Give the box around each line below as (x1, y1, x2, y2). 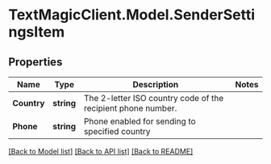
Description (132, 79, 179, 90)
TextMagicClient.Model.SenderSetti (8, 6, 256, 24)
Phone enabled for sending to (83, 116, 196, 127)
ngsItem (8, 23, 65, 41)
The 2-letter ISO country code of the (83, 93, 224, 103)
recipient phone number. (83, 103, 177, 114)
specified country (83, 126, 151, 137)
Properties (8, 55, 63, 69)
